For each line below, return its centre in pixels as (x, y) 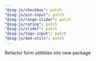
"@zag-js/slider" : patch (31, 29)
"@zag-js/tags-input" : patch (36, 34)
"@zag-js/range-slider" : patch (38, 19)
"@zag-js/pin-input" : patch (35, 15)
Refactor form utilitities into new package (48, 53)
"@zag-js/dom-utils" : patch (35, 39)
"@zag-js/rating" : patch (31, 24)
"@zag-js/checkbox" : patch (33, 10)
